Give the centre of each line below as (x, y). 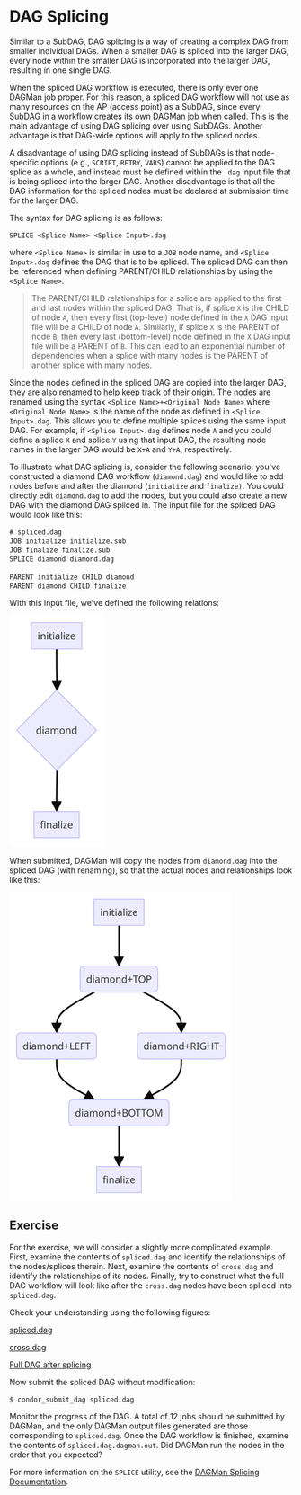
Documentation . (39, 1482)
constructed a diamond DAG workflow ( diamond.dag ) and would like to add (146, 476)
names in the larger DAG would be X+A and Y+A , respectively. (120, 449)
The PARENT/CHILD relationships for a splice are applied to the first (156, 298)
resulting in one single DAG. (61, 70)
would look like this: (46, 514)
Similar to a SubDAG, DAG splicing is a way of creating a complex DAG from (149, 41)
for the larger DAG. (44, 200)
